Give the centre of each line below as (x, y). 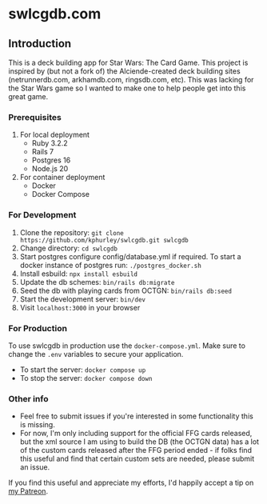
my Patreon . (28, 491)
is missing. (38, 425)
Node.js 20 (50, 169)
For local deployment (55, 135)
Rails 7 (43, 152)
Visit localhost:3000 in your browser (80, 307)
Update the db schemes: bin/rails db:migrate (97, 282)
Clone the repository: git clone (72, 232)
